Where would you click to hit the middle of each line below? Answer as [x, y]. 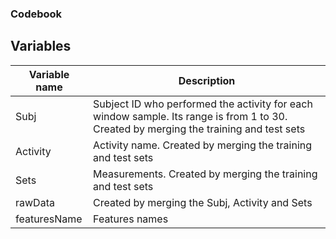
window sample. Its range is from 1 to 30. [190, 116]
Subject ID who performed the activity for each [203, 104]
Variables [41, 46]
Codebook [36, 14]
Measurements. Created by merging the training [205, 174]
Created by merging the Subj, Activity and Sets [203, 202]
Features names [131, 219]
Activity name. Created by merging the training [203, 145]
